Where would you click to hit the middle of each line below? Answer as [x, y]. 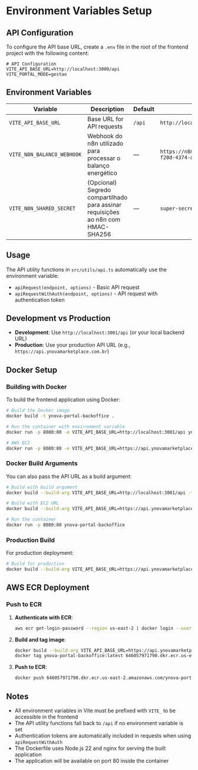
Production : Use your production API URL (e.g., [72, 345]
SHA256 [99, 234]
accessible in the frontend [46, 717]
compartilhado [108, 197]
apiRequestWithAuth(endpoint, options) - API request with [86, 293]
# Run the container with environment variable [66, 427]
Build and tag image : [40, 639]
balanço [99, 165]
